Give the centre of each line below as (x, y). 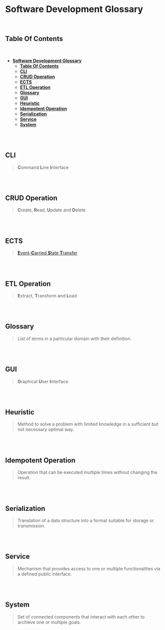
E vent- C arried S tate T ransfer (47, 253)
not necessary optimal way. (46, 430)
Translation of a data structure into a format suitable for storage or (85, 521)
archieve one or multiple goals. (49, 622)
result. (24, 478)
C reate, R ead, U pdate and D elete (51, 210)
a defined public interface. (44, 574)
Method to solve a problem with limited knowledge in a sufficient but (88, 424)
